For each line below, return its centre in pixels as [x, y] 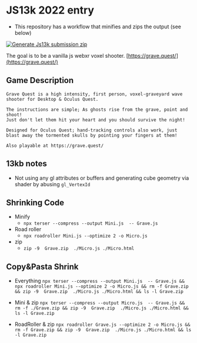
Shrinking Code [35, 202]
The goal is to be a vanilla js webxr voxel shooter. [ [67, 55]
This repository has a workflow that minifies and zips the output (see [98, 27]
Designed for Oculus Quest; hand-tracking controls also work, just [92, 130]
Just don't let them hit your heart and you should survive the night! [96, 120]
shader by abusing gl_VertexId [52, 184]
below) [23, 32]
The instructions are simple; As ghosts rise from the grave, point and [97, 110]
